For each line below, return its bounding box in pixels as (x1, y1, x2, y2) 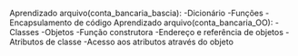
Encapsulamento (9, 17, 73, 28)
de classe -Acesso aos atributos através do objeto (45, 36, 234, 47)
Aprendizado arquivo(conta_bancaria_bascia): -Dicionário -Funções (9, 8, 263, 18)
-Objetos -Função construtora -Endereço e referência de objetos (40, 27, 284, 37)
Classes (9, 27, 39, 37)
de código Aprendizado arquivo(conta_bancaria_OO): (74, 17, 273, 28)
